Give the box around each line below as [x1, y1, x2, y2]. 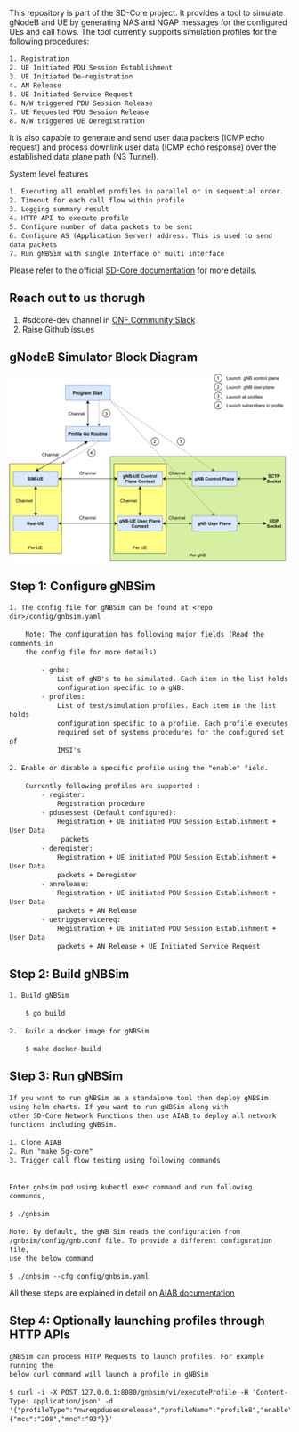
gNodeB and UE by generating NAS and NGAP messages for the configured [9, 17, 287, 28]
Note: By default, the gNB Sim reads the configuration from [9, 1227, 241, 1236]
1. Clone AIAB [9, 1138, 62, 1147]
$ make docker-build [25, 1044, 101, 1053]
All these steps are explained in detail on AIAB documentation [9, 1288, 235, 1298]
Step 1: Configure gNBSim [9, 579, 156, 594]
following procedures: [9, 36, 90, 46]
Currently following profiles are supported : [25, 782, 201, 791]
